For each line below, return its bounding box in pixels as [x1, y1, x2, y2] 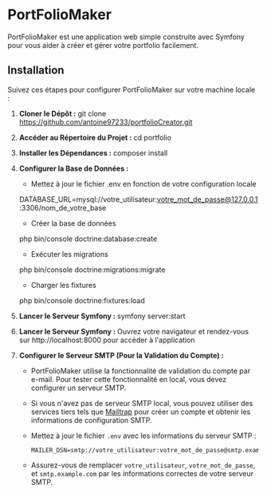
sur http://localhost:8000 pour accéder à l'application [18, 335, 195, 345]
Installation [7, 64, 65, 77]
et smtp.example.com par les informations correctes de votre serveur [30, 468, 254, 478]
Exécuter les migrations [30, 249, 108, 258]
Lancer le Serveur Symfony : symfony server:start [18, 311, 186, 321]
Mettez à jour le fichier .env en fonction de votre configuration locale [30, 179, 257, 188]
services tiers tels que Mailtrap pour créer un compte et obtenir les [30, 407, 251, 416]
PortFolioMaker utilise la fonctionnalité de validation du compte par [30, 365, 251, 376]
